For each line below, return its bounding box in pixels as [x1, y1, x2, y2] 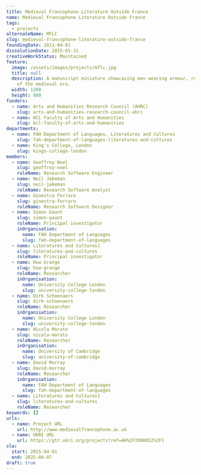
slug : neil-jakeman [17, 181, 66, 187]
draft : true [6, 459, 36, 466]
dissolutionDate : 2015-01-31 [6, 48, 79, 54]
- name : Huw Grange [11, 259, 60, 265]
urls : [6, 415, 20, 421]
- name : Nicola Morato [11, 326, 68, 332]
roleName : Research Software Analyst [17, 187, 111, 193]
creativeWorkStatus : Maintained [6, 53, 87, 59]
